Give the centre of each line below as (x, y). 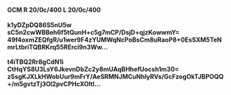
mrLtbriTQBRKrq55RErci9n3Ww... (58, 47)
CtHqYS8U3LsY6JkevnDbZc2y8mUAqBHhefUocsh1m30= (93, 69)
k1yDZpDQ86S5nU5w (39, 25)
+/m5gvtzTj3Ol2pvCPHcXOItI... (54, 84)
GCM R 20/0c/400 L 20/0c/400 (54, 10)
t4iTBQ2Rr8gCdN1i (35, 62)
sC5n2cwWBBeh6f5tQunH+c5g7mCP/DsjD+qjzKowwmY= (93, 33)
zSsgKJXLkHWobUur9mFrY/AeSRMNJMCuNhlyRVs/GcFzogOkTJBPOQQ (115, 77)
